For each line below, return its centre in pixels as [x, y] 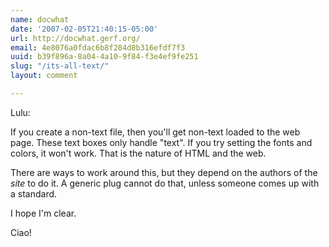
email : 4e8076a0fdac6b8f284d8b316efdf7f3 [98, 47]
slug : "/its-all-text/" [60, 66]
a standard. [34, 193]
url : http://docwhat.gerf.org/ [75, 38]
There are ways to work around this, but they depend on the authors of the [164, 172]
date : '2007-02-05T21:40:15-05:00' [84, 29]
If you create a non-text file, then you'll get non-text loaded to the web [155, 132]
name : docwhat [40, 19]
